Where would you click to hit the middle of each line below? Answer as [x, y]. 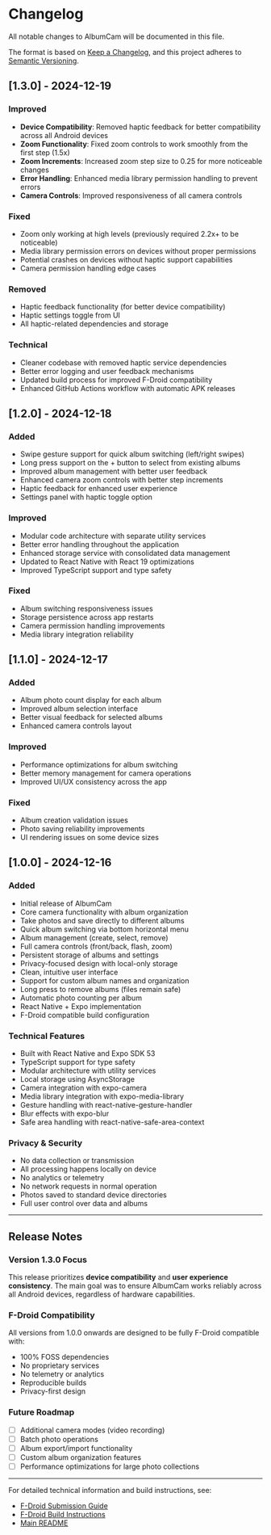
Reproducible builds [53, 1383]
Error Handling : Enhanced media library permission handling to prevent [139, 178]
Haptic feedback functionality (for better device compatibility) [123, 307]
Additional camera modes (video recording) [92, 1430]
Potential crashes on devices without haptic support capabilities [126, 259]
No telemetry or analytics [62, 1374]
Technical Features [47, 1036]
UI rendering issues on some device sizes [90, 838]
